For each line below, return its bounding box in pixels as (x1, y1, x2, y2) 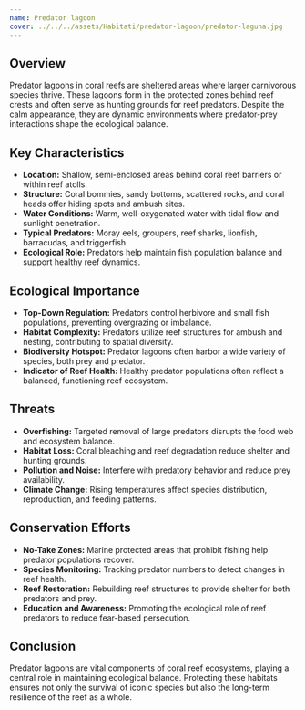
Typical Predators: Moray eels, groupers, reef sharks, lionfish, (22, 227, 258, 238)
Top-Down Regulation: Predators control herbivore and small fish (22, 307, 270, 318)
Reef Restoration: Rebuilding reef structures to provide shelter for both (22, 583, 290, 594)
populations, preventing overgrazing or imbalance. (22, 317, 212, 328)
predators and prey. (22, 592, 97, 603)
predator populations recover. (22, 554, 135, 565)
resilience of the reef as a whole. (9, 692, 132, 703)
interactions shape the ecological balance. (9, 119, 168, 130)
